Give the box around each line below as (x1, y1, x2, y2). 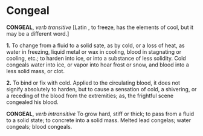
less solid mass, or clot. (6, 67, 65, 74)
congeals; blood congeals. (6, 123, 72, 130)
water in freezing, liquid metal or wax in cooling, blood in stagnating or (6, 48, 182, 55)
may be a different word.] (6, 30, 69, 37)
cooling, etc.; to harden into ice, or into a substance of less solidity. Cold (6, 54, 186, 62)
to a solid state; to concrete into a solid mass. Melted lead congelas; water (6, 116, 192, 124)
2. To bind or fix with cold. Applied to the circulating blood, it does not (6, 79, 180, 86)
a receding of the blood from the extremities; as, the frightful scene (6, 92, 174, 99)
